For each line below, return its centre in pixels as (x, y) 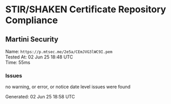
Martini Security (32, 39)
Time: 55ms (18, 62)
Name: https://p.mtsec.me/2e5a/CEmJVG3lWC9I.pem (59, 51)
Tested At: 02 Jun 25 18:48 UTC (39, 57)
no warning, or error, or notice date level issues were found (68, 87)
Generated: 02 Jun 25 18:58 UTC (40, 97)
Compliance (32, 20)
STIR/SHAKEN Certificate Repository (86, 9)
